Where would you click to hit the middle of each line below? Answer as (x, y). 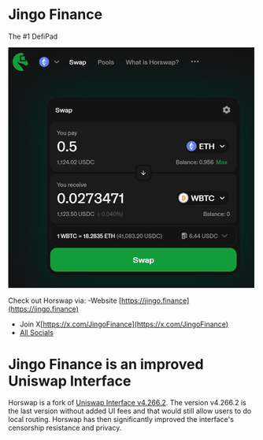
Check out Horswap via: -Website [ (65, 300)
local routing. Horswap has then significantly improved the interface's (121, 419)
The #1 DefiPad (33, 36)
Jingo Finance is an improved (106, 364)
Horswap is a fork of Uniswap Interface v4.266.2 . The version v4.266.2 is (127, 403)
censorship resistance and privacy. (65, 428)
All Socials (36, 332)
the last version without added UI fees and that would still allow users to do (130, 411)
